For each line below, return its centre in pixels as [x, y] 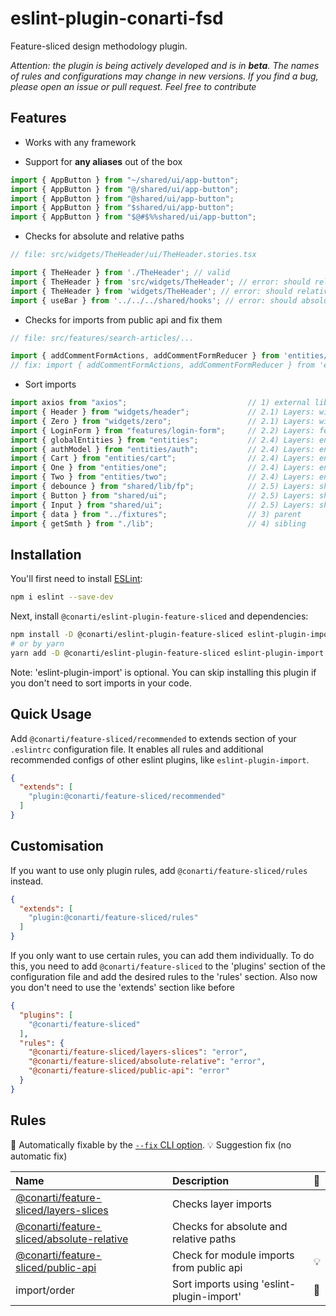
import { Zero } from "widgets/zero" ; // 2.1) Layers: [162, 421]
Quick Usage [51, 714]
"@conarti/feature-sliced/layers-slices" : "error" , [138, 1052]
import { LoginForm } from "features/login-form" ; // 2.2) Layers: [162, 430]
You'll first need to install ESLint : [76, 579]
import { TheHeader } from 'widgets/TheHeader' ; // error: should [151, 291]
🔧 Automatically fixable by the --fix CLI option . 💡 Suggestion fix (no [151, 1144]
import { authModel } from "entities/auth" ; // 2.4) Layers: [162, 449]
